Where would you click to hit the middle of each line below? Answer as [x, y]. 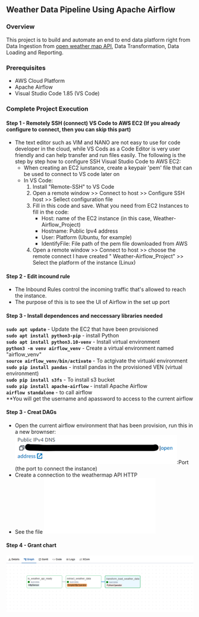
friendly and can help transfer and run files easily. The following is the [100, 155]
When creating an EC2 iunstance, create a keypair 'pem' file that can [108, 168]
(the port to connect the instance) [56, 468]
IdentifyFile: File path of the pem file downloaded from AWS [115, 244]
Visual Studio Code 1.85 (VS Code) [57, 93]
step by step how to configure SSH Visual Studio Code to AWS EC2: [98, 162]
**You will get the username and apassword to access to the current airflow [99, 399]
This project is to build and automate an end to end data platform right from [98, 40]
